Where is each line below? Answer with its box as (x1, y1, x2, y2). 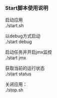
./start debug (5, 39, 32, 45)
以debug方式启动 (5, 33, 41, 39)
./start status (5, 71, 31, 77)
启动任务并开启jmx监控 (5, 49, 52, 55)
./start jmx (5, 55, 26, 61)
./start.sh (5, 23, 24, 29)
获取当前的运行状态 (5, 65, 45, 71)
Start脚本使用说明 (5, 4, 48, 11)
